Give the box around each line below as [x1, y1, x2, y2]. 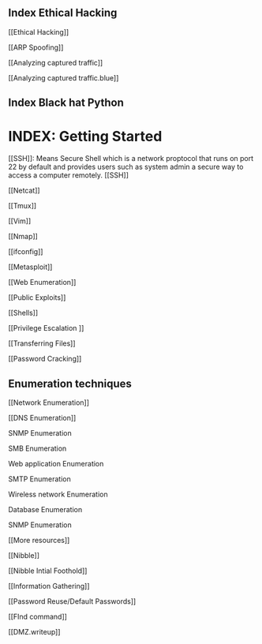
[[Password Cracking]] [8, 354, 82, 364]
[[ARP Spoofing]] [8, 43, 64, 52]
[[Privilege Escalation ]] [8, 324, 84, 333]
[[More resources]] [8, 535, 70, 545]
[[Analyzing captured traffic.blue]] [8, 73, 119, 82]
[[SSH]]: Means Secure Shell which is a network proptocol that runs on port [8, 154, 254, 163]
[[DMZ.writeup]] [8, 627, 61, 636]
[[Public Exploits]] [8, 293, 66, 302]
